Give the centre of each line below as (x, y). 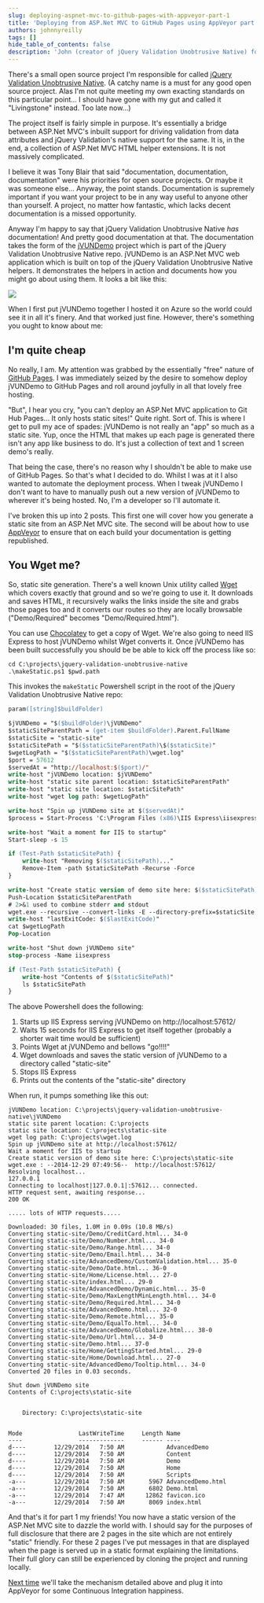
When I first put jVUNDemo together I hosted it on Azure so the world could (130, 309)
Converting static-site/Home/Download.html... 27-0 (94, 1358)
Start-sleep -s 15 (38, 840)
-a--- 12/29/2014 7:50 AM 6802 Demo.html (103, 1489)
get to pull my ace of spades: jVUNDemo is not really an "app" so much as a (132, 427)
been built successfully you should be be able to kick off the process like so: (132, 649)
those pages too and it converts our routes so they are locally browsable (125, 609)
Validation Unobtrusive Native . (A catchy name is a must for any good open (130, 83)
